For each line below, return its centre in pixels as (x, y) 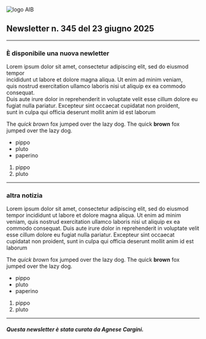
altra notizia (25, 196)
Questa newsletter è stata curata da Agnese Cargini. (75, 329)
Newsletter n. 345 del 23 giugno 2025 (80, 29)
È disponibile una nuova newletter (58, 53)
